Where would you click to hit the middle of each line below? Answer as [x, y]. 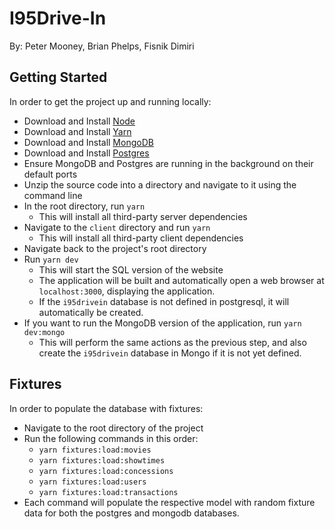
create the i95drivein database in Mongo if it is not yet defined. [170, 353]
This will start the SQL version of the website [131, 269]
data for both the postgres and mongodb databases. [131, 513]
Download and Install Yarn [77, 131]
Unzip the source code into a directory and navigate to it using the [160, 184]
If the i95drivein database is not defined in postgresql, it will [164, 301]
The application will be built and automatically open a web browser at [181, 280]
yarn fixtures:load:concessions [106, 471]
